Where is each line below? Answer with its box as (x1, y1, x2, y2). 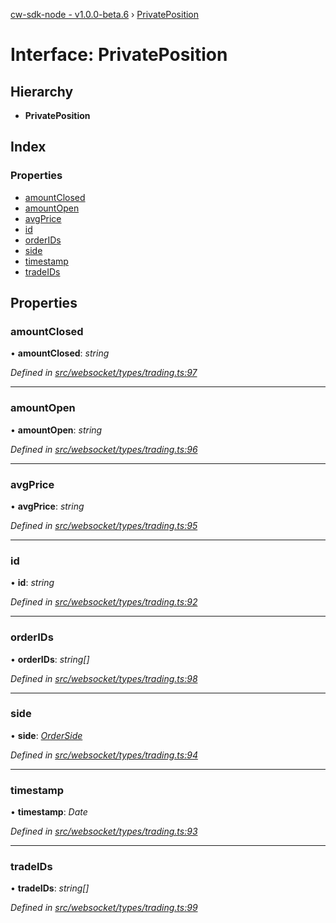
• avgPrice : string (10, 500, 85, 512)
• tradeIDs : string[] (10, 882, 90, 894)
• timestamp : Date (10, 806, 88, 818)
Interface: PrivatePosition (10, 44, 228, 66)
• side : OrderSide (10, 729, 83, 741)
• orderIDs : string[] (10, 653, 90, 665)
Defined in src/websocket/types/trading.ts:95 (10, 519, 198, 531)
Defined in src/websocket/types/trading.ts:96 (10, 443, 198, 455)
